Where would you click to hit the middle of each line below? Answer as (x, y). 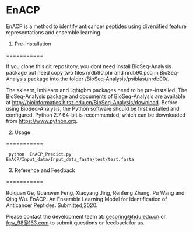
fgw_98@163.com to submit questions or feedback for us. (75, 223)
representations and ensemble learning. (54, 32)
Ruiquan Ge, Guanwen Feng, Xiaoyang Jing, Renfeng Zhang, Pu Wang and (95, 192)
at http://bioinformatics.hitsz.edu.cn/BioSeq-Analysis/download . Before (92, 102)
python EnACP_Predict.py (40, 154)
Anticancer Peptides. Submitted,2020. (52, 205)
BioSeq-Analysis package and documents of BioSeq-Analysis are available (96, 96)
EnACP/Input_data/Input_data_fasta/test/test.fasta (70, 159)
